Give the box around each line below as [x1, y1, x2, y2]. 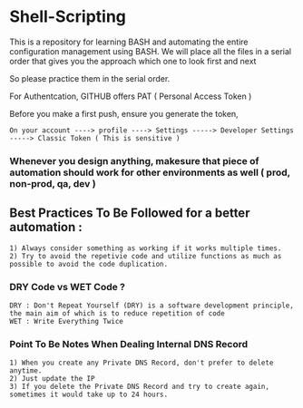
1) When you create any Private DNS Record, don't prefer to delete [9, 358, 274, 368]
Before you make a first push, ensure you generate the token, [9, 108, 239, 119]
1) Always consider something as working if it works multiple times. [9, 243, 282, 253]
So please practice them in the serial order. [9, 73, 171, 83]
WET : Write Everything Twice [9, 316, 124, 325]
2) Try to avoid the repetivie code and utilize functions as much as [9, 251, 282, 260]
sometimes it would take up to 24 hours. [9, 390, 169, 400]
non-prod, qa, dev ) [9, 177, 97, 189]
